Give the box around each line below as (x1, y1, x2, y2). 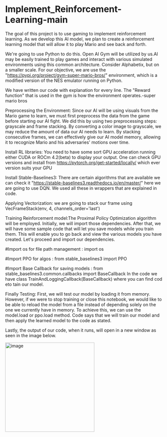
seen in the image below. (5, 332, 56, 338)
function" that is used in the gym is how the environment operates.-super (5, 92, 156, 98)
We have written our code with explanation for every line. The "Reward (5, 87, 151, 93)
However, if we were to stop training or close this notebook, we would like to (5, 296, 162, 302)
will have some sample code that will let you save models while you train (5, 226, 154, 232)
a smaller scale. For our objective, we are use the (5, 66, 106, 73)
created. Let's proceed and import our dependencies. (5, 236, 116, 242)
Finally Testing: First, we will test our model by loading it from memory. (5, 291, 151, 297)
